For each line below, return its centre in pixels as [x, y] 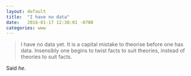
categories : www [26, 28]
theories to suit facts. [46, 57]
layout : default [26, 11]
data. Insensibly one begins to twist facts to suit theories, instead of [103, 51]
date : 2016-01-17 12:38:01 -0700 [50, 22]
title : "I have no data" [38, 17]
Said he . [16, 68]
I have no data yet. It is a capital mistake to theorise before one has [102, 44]
